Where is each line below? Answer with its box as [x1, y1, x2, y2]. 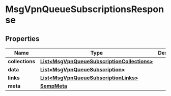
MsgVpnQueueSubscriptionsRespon [5, 4, 164, 15]
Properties [5, 34, 40, 43]
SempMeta [40, 82, 68, 89]
